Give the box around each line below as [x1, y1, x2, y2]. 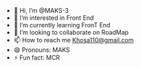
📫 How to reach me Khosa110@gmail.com [13, 36, 134, 44]
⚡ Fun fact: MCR [13, 53, 61, 62]
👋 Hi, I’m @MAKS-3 [13, 7, 69, 14]
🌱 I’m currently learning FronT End [13, 21, 111, 29]
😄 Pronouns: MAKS [13, 46, 70, 54]
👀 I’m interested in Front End [13, 14, 94, 22]
